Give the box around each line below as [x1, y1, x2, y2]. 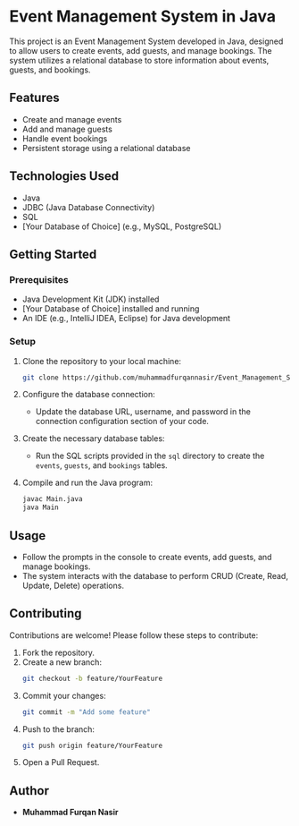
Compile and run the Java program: [21, 477, 154, 489]
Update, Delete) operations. [21, 580, 125, 591]
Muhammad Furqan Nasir [21, 807, 119, 818]
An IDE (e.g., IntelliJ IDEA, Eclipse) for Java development [21, 313, 230, 324]
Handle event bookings [21, 132, 108, 144]
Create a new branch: [21, 656, 103, 668]
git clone [21, 373, 60, 382]
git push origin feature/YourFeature [21, 741, 163, 750]
